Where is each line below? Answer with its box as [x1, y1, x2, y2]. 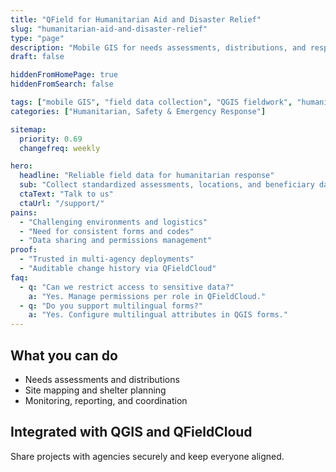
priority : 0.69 [19, 134, 83, 144]
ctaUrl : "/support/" [19, 198, 105, 208]
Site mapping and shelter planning [24, 384, 167, 396]
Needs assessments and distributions [24, 373, 180, 385]
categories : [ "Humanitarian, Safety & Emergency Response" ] [10, 106, 267, 116]
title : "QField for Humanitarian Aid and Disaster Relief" [10, 14, 262, 25]
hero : [10, 161, 33, 171]
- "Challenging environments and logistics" [19, 217, 208, 227]
